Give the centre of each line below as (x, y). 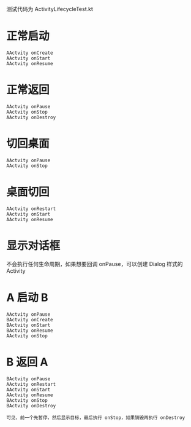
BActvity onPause (28, 379)
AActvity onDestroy (31, 117)
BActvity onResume (30, 331)
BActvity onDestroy (31, 405)
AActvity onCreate (30, 53)
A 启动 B (27, 297)
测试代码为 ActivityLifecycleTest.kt (50, 9)
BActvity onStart (28, 325)
